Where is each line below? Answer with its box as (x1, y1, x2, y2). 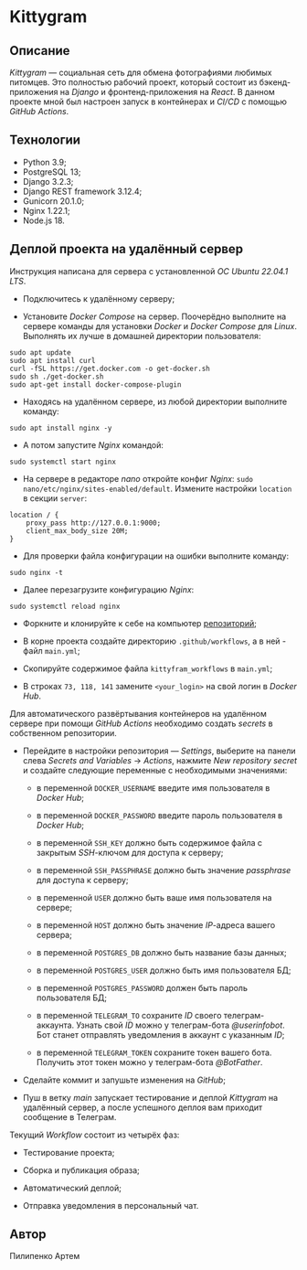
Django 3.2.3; (22, 176, 74, 187)
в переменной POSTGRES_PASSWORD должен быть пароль (36, 982, 249, 993)
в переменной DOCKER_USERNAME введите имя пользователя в (36, 782, 270, 793)
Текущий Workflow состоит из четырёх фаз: (9, 1129, 180, 1140)
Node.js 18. (22, 215, 66, 226)
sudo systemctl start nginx (9, 457, 117, 466)
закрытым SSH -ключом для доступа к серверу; (36, 847, 224, 858)
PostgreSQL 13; (22, 166, 81, 177)
